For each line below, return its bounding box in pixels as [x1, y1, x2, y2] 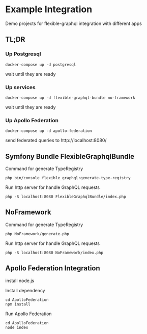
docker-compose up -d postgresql [5, 62, 76, 67]
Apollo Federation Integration [5, 264, 100, 273]
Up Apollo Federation [5, 117, 59, 124]
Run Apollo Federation [5, 311, 52, 317]
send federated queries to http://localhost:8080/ [5, 137, 107, 144]
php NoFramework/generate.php [5, 231, 70, 236]
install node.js [5, 277, 35, 284]
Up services [5, 83, 36, 91]
